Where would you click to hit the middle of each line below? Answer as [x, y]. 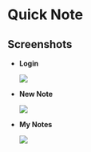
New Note [36, 94]
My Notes [36, 124]
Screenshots [40, 44]
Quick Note [45, 15]
